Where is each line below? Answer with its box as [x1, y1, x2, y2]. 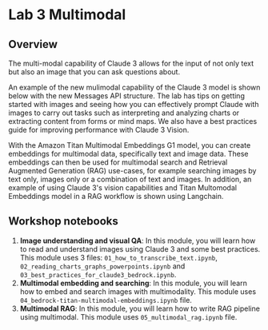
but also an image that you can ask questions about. [8, 67, 181, 77]
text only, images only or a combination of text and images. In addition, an [8, 174, 252, 184]
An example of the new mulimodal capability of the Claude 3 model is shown [8, 82, 261, 92]
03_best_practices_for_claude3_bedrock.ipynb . [19, 269, 177, 279]
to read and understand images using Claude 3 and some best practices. [19, 244, 261, 253]
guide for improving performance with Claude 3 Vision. [8, 125, 190, 134]
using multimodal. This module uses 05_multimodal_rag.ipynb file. [19, 312, 238, 321]
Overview [8, 38, 58, 51]
